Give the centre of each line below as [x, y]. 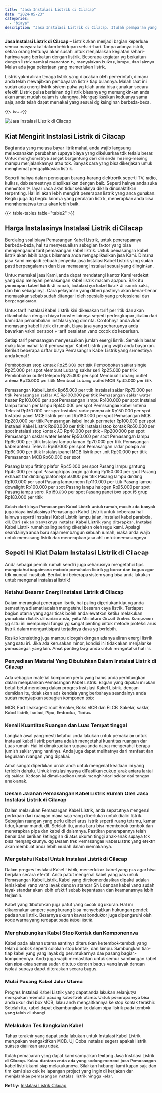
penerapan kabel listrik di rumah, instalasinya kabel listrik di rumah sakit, [77, 285]
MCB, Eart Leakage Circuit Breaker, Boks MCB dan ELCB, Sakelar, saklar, [77, 708]
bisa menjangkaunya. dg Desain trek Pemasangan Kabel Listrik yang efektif [80, 841]
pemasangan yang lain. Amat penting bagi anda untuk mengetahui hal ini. [78, 648]
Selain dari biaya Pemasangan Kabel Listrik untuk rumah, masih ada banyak [80, 507]
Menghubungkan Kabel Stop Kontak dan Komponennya [72, 933]
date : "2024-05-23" [25, 14]
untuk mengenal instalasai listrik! [37, 580]
